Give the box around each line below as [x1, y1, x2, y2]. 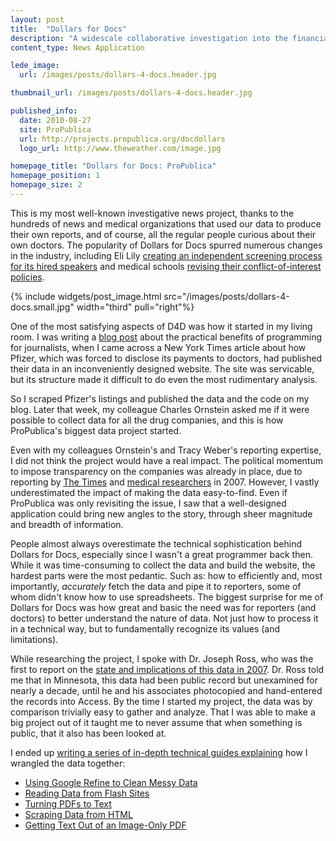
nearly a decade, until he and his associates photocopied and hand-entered [10, 684, 323, 696]
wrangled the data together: [10, 757, 126, 769]
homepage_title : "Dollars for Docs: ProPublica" [10, 161, 217, 171]
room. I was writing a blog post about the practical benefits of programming [10, 331, 323, 343]
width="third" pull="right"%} [76, 301, 195, 313]
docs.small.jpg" [10, 301, 75, 313]
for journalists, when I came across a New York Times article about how [10, 341, 307, 353]
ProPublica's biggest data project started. [10, 424, 182, 436]
